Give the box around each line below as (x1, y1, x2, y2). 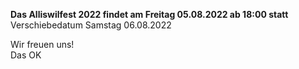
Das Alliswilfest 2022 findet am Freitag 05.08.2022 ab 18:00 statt (10, 9, 289, 20)
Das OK (10, 49, 42, 61)
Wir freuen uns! (10, 39, 75, 50)
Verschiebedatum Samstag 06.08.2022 (10, 19, 172, 31)
